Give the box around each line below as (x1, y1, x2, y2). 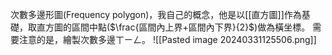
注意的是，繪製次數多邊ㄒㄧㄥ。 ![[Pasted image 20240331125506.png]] (18, 34, 317, 45)
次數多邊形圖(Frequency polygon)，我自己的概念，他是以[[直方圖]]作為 (10, 9, 302, 20)
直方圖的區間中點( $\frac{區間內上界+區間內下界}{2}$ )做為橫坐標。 (36, 21, 311, 33)
